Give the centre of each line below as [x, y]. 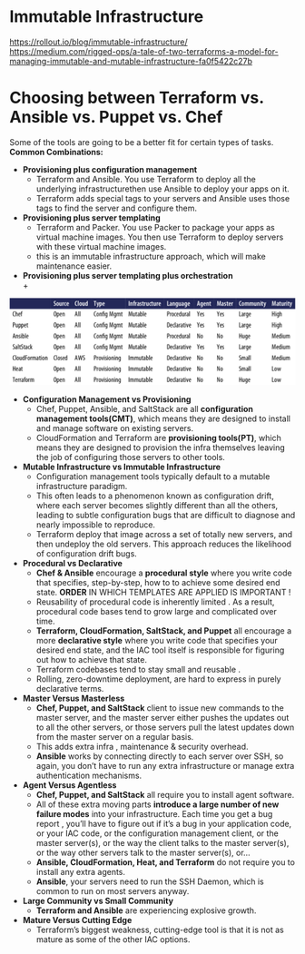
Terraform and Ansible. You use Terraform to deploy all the [146, 179]
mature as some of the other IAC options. [113, 939]
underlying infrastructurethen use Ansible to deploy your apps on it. [163, 189]
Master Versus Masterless [74, 698]
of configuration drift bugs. [87, 554]
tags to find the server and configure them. [117, 208]
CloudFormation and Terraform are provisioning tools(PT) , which [158, 438]
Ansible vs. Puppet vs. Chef [116, 118]
